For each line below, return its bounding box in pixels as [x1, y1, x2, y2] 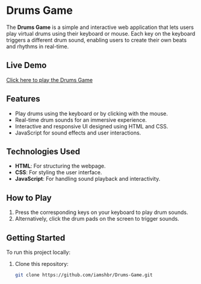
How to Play [6, 192, 52, 203]
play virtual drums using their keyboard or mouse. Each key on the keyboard [6, 30, 196, 37]
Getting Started [6, 233, 66, 243]
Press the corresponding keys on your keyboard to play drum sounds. [14, 209, 188, 216]
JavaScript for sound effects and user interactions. [14, 129, 141, 136]
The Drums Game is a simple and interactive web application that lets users [6, 24, 194, 31]
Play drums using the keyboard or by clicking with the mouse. [14, 110, 169, 117]
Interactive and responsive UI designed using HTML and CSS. [14, 122, 169, 130]
